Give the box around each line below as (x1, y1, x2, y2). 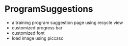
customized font (11, 30, 45, 36)
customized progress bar (11, 24, 63, 30)
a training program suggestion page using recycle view (11, 20, 123, 25)
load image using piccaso (11, 35, 64, 41)
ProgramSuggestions (4, 3, 94, 15)
